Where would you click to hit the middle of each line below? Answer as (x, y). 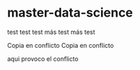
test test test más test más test (51, 32)
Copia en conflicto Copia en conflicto (61, 45)
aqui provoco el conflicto (43, 59)
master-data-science (70, 13)
